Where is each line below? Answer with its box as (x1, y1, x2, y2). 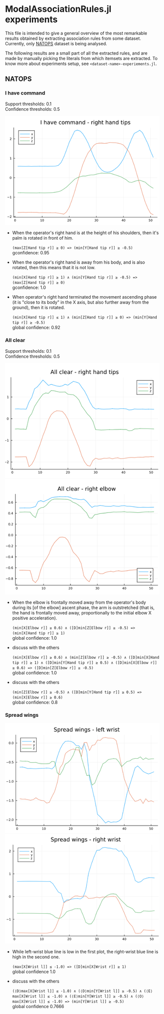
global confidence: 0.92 (12, 325, 61, 331)
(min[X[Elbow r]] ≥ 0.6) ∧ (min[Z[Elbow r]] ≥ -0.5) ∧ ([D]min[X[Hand (12, 655, 160, 660)
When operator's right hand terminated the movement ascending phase (12, 294, 157, 300)
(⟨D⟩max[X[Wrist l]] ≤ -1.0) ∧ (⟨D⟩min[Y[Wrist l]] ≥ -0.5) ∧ (12, 988, 142, 993)
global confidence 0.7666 (12, 1003, 65, 1009)
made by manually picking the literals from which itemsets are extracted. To (5, 55, 158, 61)
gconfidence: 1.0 (12, 284, 46, 291)
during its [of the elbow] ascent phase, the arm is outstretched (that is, (12, 605, 155, 611)
